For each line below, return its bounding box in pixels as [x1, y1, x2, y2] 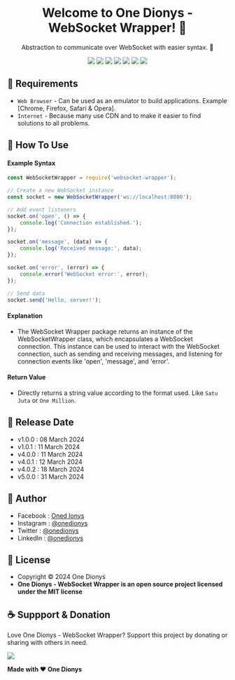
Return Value [7, 373, 46, 382]
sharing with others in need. [7, 639, 88, 647]
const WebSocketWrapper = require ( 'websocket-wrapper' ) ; [7, 174, 177, 182]
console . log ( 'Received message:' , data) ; [20, 245, 142, 252]
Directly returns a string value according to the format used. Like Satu [17, 388, 218, 397]
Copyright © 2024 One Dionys [17, 573, 106, 581]
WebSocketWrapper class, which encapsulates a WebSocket [17, 335, 194, 343]
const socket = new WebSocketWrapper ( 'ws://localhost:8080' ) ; [7, 194, 192, 201]
